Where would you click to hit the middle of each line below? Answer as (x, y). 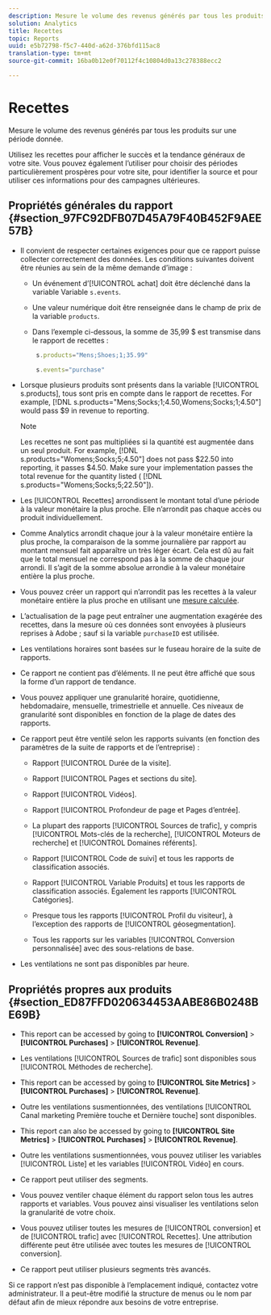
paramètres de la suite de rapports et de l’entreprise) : (110, 747)
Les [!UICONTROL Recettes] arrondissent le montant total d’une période (140, 501)
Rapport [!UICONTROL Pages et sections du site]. (115, 779)
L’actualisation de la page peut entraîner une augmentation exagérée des (141, 616)
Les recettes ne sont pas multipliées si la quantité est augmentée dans (137, 442)
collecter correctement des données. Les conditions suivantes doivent (137, 258)
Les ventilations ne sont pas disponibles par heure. (104, 964)
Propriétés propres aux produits (90, 989)
